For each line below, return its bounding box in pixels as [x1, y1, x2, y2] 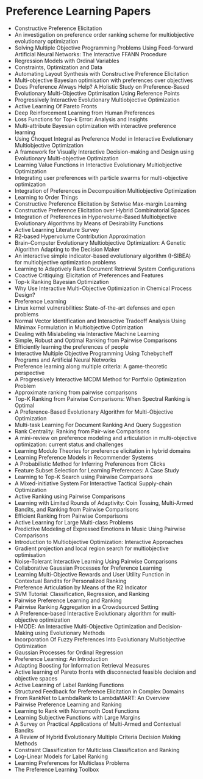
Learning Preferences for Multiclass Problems [14, 759, 130, 766]
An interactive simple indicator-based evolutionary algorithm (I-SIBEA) [14, 252, 191, 259]
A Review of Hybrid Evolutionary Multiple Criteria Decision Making [14, 733, 181, 740]
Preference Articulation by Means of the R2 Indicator [14, 583, 148, 591]
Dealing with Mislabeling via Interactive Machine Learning [14, 330, 160, 337]
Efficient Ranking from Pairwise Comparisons [14, 512, 129, 520]
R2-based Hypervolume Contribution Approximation [14, 233, 146, 240]
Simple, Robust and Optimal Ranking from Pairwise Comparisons [14, 337, 177, 344]
